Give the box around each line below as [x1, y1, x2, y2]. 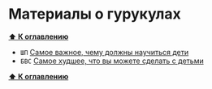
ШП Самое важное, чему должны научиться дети [19, 47, 189, 57]
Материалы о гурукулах [8, 5, 181, 23]
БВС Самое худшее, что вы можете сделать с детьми [19, 56, 205, 66]
